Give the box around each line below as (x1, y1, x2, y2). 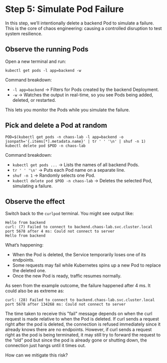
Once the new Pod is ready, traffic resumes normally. (12, 273, 122, 279)
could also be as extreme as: (5, 288, 64, 294)
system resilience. (5, 30, 42, 36)
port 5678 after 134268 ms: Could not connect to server (5, 302, 126, 307)
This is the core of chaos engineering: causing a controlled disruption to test (5, 25, 162, 31)
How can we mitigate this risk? (5, 352, 68, 358)
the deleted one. (12, 268, 46, 274)
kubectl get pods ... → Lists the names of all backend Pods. (12, 161, 140, 168)
